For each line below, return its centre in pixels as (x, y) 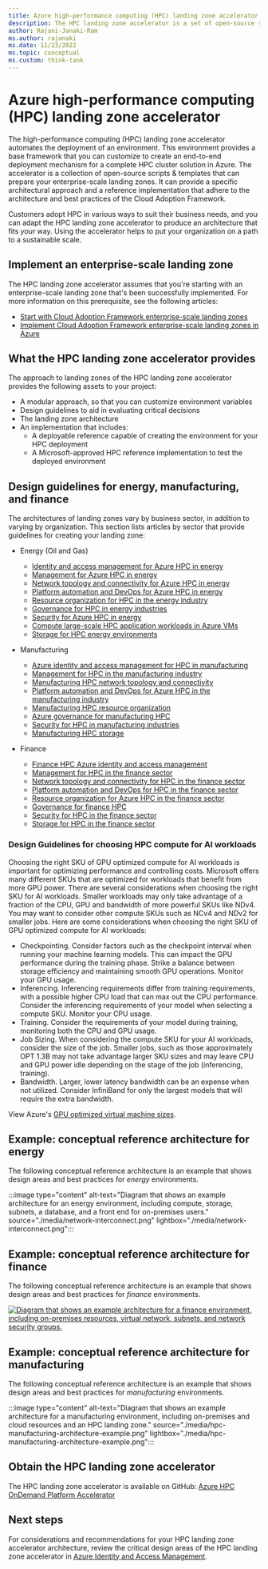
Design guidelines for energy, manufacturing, (124, 486)
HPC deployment (60, 444)
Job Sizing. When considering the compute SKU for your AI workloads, (136, 1039)
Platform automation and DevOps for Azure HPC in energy (127, 592)
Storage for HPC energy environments (95, 634)
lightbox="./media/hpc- (188, 1433)
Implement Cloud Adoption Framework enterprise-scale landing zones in (139, 325)
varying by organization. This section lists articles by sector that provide (127, 527)
